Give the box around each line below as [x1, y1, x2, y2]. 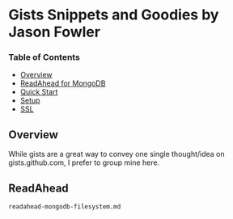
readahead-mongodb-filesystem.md [8, 203, 121, 211]
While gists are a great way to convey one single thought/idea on [8, 150, 225, 159]
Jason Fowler [8, 23, 101, 41]
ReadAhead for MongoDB [19, 78, 106, 88]
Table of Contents [8, 52, 81, 63]
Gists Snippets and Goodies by [8, 6, 219, 24]
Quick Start [19, 87, 58, 97]
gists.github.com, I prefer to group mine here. [8, 158, 160, 167]
